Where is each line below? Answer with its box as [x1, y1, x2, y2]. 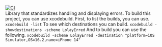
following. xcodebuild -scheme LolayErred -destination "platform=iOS [5, 32, 155, 38]
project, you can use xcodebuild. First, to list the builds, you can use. [5, 16, 150, 21]
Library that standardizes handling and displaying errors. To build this [5, 10, 151, 16]
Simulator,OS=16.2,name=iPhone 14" [5, 37, 81, 42]
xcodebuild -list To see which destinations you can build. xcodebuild [5, 21, 153, 27]
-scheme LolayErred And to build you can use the [44, 27, 147, 33]
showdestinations [5, 28, 42, 33]
